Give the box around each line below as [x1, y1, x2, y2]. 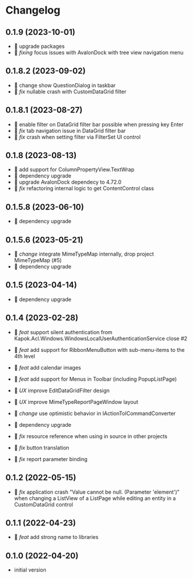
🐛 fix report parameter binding [14, 455, 88, 462]
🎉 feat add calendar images [14, 364, 81, 371]
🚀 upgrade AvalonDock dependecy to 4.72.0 [14, 178, 122, 186]
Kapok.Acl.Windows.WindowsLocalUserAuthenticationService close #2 [14, 335, 188, 342]
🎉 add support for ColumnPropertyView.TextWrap [14, 166, 135, 173]
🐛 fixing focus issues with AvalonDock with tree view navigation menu [14, 49, 184, 56]
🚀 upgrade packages [14, 43, 65, 50]
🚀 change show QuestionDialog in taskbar [14, 81, 116, 89]
